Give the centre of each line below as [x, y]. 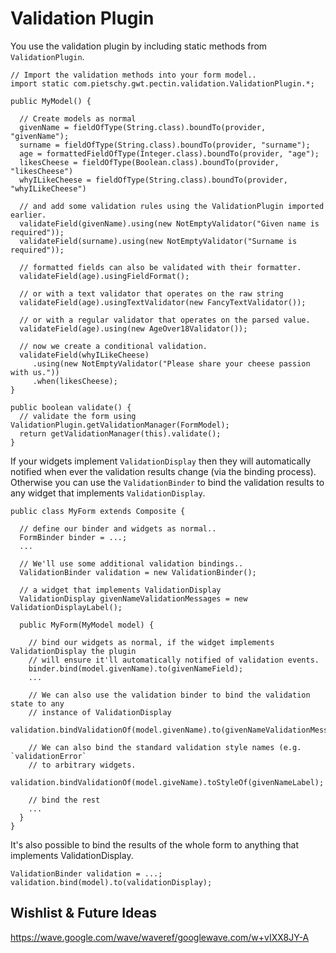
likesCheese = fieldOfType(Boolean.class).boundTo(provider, [149, 162]
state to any [37, 703]
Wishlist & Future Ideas [83, 913]
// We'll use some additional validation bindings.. [131, 563]
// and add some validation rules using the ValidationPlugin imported [172, 206]
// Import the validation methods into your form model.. [133, 75]
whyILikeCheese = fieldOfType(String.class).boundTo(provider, [153, 180]
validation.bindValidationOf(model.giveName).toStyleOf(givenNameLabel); [167, 782]
